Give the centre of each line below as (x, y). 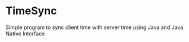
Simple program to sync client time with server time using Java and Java (94, 27)
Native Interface (25, 33)
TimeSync (31, 11)
